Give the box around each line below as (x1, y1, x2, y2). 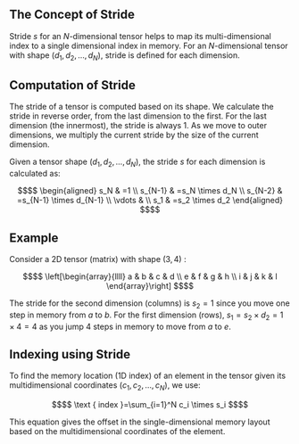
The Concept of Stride (9, 7, 136, 22)
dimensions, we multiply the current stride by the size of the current (9, 129, 259, 141)
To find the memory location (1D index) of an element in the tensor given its (9, 370, 287, 382)
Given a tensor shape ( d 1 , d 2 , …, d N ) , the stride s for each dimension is (9, 156, 266, 169)
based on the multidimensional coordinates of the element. (9, 426, 226, 437)
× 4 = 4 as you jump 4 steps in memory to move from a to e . (9, 321, 232, 332)
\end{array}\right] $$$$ (105, 281, 195, 292)
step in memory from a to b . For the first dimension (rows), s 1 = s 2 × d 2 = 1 (9, 309, 284, 322)
